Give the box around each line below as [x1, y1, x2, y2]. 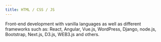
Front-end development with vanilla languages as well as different [5, 21, 141, 27]
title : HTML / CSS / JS [5, 7, 55, 12]
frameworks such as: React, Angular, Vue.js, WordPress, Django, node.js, [5, 26, 156, 32]
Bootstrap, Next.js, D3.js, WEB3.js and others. [5, 31, 100, 37]
